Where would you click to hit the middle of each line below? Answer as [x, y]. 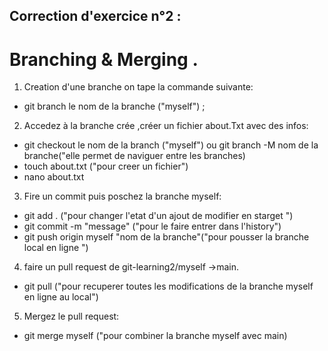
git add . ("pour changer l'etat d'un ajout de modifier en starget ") [158, 216]
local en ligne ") [56, 248]
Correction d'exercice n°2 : [95, 16]
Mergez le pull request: [71, 316]
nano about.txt [54, 177]
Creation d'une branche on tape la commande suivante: [138, 87]
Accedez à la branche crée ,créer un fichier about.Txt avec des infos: [166, 126]
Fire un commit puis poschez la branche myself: [122, 196]
